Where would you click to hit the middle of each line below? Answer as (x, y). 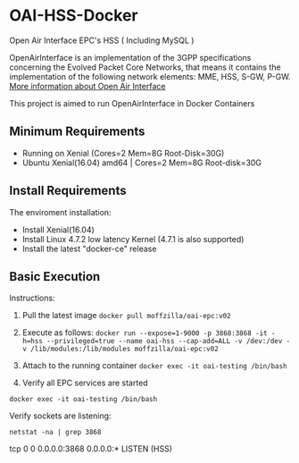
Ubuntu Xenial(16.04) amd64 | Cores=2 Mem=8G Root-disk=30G (141, 163)
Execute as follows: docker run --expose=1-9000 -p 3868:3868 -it (145, 333)
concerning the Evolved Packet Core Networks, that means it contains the (145, 67)
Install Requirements (68, 191)
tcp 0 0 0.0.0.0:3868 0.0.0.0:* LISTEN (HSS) (91, 449)
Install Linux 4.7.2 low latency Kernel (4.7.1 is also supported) (133, 239)
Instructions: (32, 298)
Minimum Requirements (77, 132)
